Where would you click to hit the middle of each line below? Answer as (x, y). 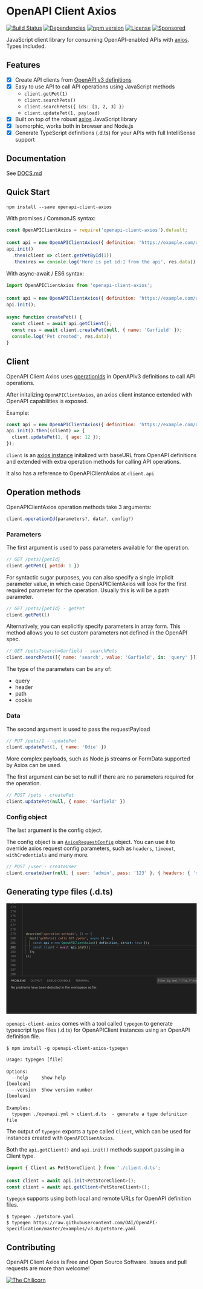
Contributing (31, 1248)
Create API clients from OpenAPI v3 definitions (73, 79)
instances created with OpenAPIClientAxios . (60, 1138)
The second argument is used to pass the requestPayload (78, 729)
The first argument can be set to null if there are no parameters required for (100, 777)
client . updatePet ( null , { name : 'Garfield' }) (66, 802)
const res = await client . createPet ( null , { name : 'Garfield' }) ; (97, 330)
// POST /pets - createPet (40, 795)
